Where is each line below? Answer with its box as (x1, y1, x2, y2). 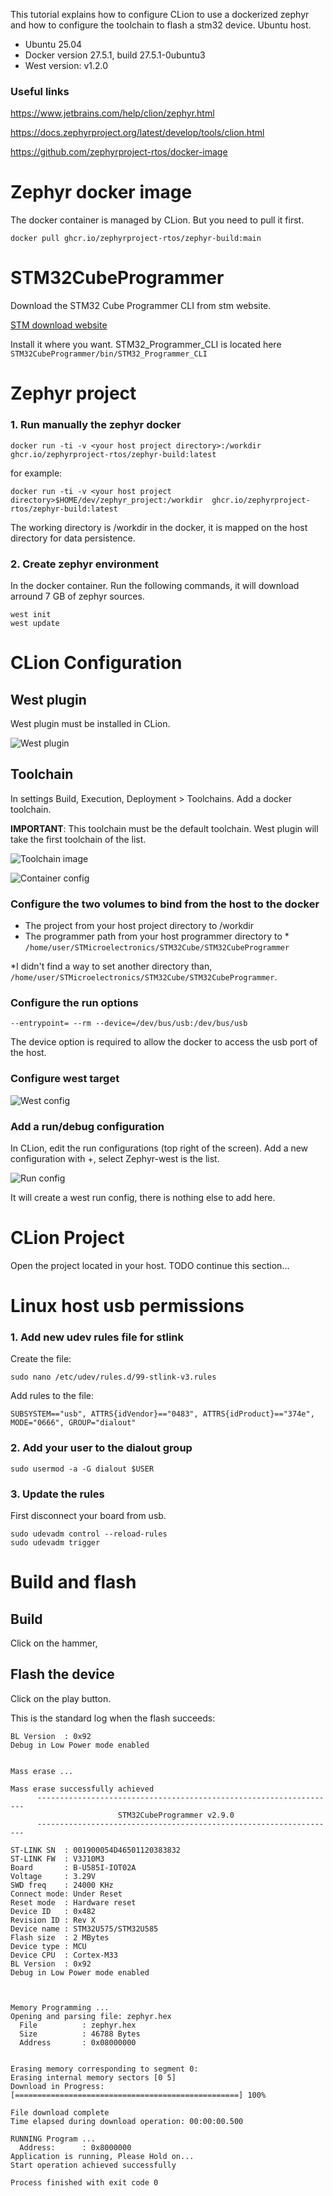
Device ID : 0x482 (10, 1906, 97, 1916)
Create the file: (10, 1353, 72, 1365)
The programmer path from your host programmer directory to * (24, 930, 290, 943)
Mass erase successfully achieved (10, 1784, 155, 1794)
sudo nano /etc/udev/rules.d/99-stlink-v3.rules (10, 1372, 217, 1383)
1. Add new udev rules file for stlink (10, 1330, 184, 1344)
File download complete (10, 2107, 110, 2118)
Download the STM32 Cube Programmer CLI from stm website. (10, 300, 272, 312)
